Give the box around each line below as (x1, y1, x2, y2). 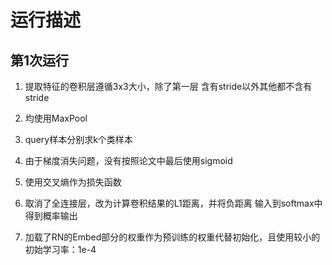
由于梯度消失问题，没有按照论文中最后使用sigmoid (24, 155, 233, 166)
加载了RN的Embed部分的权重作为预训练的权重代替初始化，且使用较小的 (24, 231, 321, 243)
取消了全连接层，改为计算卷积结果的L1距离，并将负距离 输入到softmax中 (24, 197, 323, 209)
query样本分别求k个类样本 (24, 134, 133, 145)
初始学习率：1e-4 (24, 244, 97, 255)
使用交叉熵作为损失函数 (24, 176, 122, 188)
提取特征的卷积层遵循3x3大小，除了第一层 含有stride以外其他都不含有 (24, 81, 313, 92)
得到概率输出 (24, 210, 78, 221)
